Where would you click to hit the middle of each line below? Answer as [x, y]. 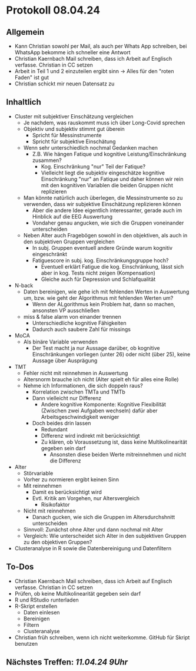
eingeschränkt [50, 254]
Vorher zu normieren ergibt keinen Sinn [71, 479]
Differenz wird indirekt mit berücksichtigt [90, 435]
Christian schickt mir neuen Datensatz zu [64, 84]
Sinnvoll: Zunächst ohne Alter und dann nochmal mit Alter [93, 529]
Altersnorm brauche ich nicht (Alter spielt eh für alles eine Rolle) [101, 379]
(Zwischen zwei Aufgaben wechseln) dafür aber [99, 411]
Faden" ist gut [31, 77]
